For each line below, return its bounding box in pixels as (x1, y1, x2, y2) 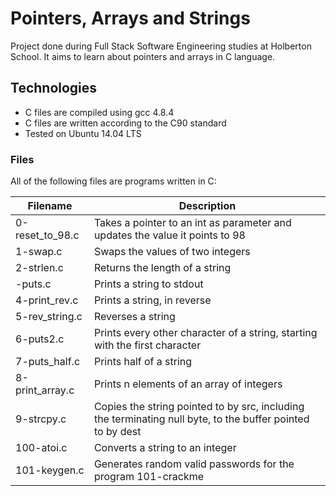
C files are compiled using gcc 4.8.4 (24, 106, 175, 118)
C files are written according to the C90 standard (24, 117, 227, 129)
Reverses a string (93, 310, 176, 324)
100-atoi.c (15, 441, 68, 455)
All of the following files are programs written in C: (10, 175, 217, 187)
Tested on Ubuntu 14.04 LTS (24, 127, 142, 139)
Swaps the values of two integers (93, 245, 251, 259)
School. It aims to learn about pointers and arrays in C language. (10, 50, 276, 62)
